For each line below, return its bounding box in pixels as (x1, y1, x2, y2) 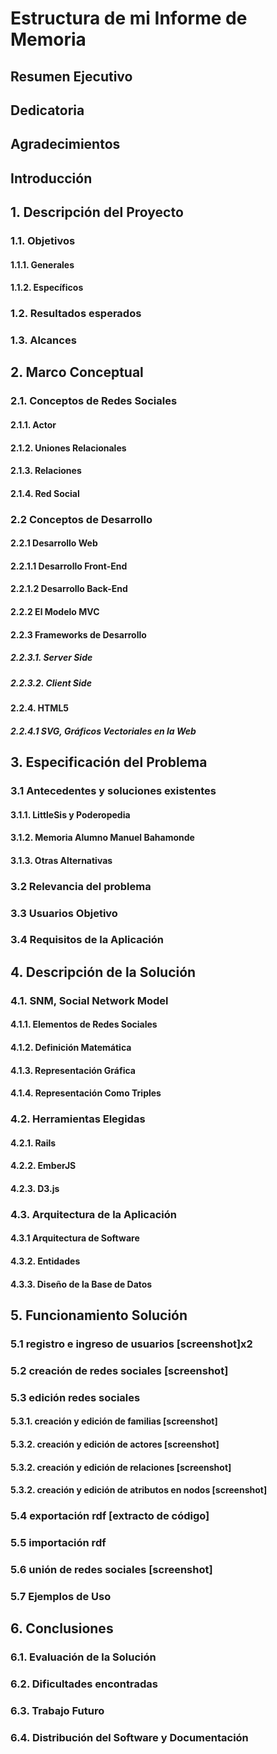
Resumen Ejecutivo (10, 68, 133, 85)
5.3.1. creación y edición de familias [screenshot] (10, 1415, 218, 1427)
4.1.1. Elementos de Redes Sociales (10, 1018, 158, 1031)
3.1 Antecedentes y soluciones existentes (10, 783, 217, 797)
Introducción (10, 170, 93, 187)
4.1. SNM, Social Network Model (10, 993, 169, 1007)
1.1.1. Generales (10, 258, 75, 271)
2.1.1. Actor (10, 419, 57, 431)
